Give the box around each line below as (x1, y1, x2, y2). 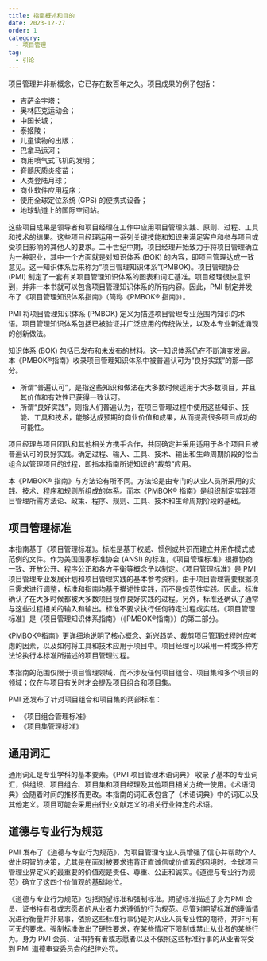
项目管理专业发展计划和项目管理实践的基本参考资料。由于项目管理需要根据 (8, 574, 252, 584)
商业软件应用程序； (19, 185, 83, 195)
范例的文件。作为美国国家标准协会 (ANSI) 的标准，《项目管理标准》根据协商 (8, 554, 253, 564)
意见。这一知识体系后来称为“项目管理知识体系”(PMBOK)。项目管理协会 (8, 262, 240, 272)
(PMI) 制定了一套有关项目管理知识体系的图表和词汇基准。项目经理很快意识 (8, 272, 251, 281)
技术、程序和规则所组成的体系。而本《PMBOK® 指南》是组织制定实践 (21, 486, 249, 495)
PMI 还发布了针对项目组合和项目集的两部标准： (8, 694, 163, 704)
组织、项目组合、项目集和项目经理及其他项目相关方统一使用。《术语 (29, 779, 249, 789)
